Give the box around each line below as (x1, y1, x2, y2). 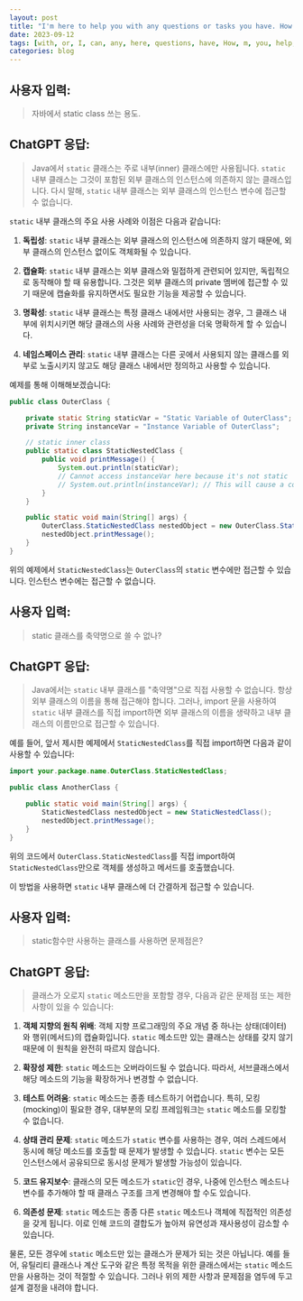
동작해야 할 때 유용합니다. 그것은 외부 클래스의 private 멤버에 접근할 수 (32, 276, 280, 287)
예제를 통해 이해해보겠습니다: (9, 379, 111, 390)
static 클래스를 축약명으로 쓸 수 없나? (31, 630, 162, 641)
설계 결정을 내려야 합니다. (9, 1282, 99, 1293)
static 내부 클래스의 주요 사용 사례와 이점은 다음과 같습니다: (9, 216, 221, 226)
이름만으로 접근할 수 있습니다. (55, 718, 160, 729)
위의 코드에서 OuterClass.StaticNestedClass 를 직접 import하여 (9, 850, 236, 862)
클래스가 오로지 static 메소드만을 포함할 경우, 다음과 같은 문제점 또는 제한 (31, 990, 291, 1001)
